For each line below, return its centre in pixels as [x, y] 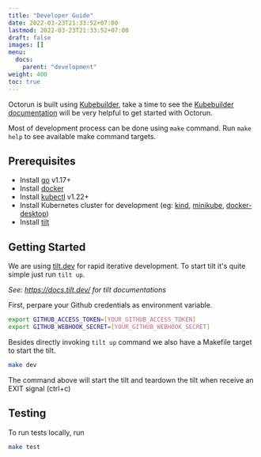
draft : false [30, 38]
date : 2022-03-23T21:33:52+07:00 [63, 23]
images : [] [26, 45]
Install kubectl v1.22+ [54, 197]
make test [25, 447]
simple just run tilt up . [47, 274]
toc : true [25, 81]
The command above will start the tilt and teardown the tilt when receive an [131, 380]
